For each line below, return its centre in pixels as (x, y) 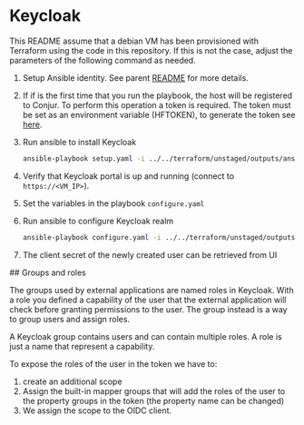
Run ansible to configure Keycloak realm (98, 221)
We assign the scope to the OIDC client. (97, 410)
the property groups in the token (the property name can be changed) (153, 400)
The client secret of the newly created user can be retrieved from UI (150, 254)
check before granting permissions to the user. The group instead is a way (148, 309)
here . (32, 124)
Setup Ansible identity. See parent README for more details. (136, 77)
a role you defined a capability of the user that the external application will (148, 300)
